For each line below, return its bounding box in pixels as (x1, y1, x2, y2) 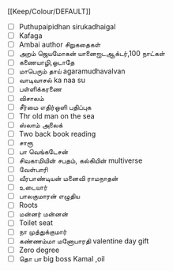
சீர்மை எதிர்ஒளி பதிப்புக (18, 102, 92, 111)
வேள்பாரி (18, 165, 48, 174)
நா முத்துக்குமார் (18, 227, 67, 236)
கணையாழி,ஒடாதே (18, 58, 75, 67)
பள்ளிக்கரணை (18, 85, 62, 94)
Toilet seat (18, 218, 53, 228)
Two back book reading (18, 129, 96, 138)
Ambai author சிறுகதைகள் (18, 40, 101, 50)
